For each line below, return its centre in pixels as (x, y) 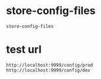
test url (24, 49)
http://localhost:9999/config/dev (48, 70)
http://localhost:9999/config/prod (50, 65)
